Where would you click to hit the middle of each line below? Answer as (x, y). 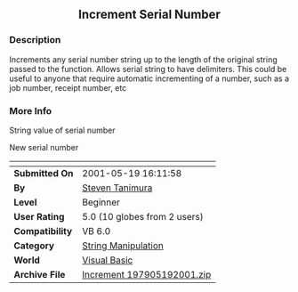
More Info (31, 110)
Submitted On (44, 173)
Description (35, 40)
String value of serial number (62, 130)
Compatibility (43, 231)
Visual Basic (108, 260)
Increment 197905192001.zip (147, 274)
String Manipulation (123, 246)
